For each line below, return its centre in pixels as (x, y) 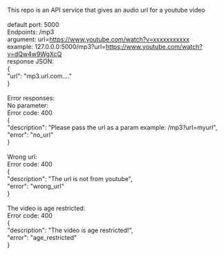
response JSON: (30, 61)
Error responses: (31, 98)
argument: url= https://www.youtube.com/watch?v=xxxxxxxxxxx (99, 39)
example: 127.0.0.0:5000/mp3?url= (56, 47)
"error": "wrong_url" (36, 186)
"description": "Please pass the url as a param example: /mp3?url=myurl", (112, 127)
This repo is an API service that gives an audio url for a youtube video (106, 10)
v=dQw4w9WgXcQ (35, 54)
